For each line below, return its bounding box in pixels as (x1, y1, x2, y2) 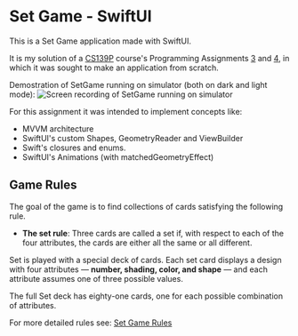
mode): (9, 89, 36, 100)
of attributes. (9, 300, 57, 310)
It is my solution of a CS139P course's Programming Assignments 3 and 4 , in (9, 52, 290, 63)
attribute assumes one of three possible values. (9, 273, 184, 284)
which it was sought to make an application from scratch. (9, 62, 220, 73)
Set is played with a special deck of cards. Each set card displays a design (9, 254, 282, 265)
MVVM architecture (21, 123, 94, 134)
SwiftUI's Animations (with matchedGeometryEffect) (21, 151, 214, 162)
